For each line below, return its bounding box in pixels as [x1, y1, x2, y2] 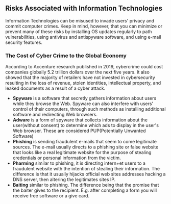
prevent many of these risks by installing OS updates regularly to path [5, 28, 152, 35]
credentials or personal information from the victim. [12, 155, 121, 161]
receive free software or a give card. [12, 193, 90, 199]
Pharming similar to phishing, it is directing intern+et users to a [12, 160, 145, 166]
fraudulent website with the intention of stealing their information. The [12, 166, 160, 172]
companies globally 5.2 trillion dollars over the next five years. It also [5, 69, 150, 75]
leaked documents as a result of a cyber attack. [5, 85, 106, 91]
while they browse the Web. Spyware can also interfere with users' [12, 100, 154, 107]
